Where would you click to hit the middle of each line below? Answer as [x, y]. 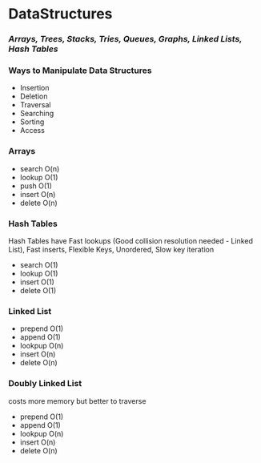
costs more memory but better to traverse [77, 401]
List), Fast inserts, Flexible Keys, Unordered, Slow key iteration [111, 250]
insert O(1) [37, 282]
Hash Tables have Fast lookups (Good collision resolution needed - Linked [131, 241]
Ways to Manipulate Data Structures [80, 70]
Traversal [35, 105]
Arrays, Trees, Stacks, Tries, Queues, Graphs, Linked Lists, [125, 39]
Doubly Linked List [45, 384]
